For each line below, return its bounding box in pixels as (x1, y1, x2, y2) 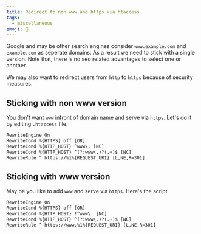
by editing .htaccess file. (6, 120, 68, 128)
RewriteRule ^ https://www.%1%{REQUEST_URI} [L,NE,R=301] (6, 222, 156, 228)
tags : (6, 15, 20, 21)
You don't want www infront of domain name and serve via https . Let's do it (6, 114, 192, 122)
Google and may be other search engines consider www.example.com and (6, 43, 186, 50)
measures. (6, 80, 33, 88)
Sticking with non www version (6, 98, 128, 108)
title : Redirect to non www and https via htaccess (6, 9, 140, 15)
